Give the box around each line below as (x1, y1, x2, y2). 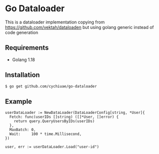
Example (5, 97, 32, 106)
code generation (5, 29, 39, 35)
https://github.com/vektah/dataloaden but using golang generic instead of (5, 24, 154, 30)
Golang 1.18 (12, 57, 35, 63)
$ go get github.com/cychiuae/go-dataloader (5, 84, 97, 88)
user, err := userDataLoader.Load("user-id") (5, 145, 99, 150)
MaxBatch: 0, (9, 128, 36, 132)
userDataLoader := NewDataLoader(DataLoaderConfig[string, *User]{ (5, 110, 145, 115)
